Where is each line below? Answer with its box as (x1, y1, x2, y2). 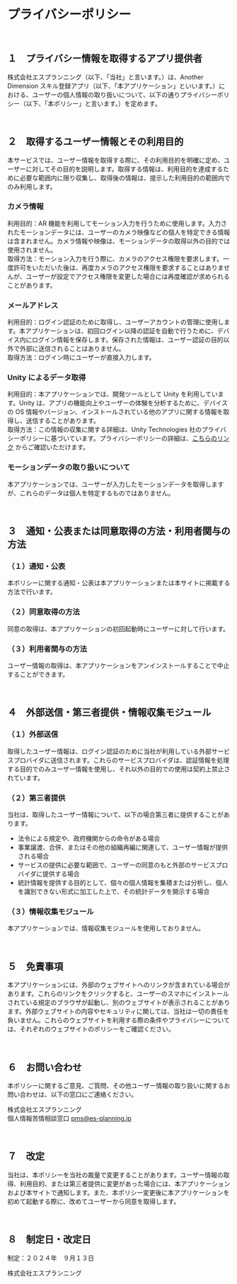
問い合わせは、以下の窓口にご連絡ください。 (7, 1090, 138, 1099)
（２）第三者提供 (7, 793, 66, 803)
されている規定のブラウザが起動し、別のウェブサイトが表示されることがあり (7, 998, 231, 1007)
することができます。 (7, 670, 69, 679)
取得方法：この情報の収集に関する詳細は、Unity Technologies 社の (7, 425, 202, 434)
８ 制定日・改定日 (7, 1234, 91, 1246)
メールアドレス (7, 300, 59, 310)
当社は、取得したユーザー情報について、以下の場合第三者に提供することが (7, 811, 224, 819)
